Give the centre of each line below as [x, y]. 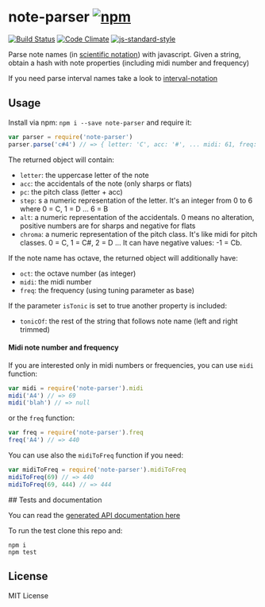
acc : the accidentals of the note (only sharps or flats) [106, 184]
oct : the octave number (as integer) [78, 273]
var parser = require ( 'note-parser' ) [71, 137]
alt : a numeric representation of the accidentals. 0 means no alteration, [137, 217]
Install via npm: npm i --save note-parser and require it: [100, 122]
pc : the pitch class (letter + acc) [71, 191]
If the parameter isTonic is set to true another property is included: [118, 305]
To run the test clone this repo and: [65, 530]
